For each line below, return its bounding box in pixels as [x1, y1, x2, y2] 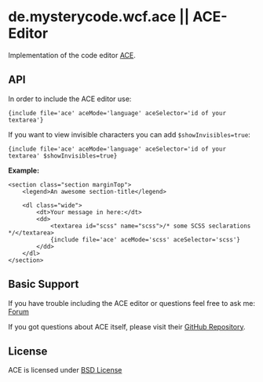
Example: [8, 166, 40, 175]
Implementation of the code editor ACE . [8, 50, 136, 60]
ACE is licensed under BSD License [8, 366, 122, 375]
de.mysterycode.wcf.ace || [8, 8, 190, 26]
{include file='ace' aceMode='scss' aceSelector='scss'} [49, 235, 241, 243]
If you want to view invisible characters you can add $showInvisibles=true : [8, 129, 251, 139]
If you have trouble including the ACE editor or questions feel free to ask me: [8, 298, 256, 307]
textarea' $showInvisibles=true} [8, 151, 118, 160]
